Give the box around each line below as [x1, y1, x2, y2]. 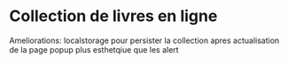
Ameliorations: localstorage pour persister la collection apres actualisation [9, 35, 280, 46]
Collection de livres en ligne [9, 6, 218, 26]
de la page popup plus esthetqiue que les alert [9, 44, 179, 54]
